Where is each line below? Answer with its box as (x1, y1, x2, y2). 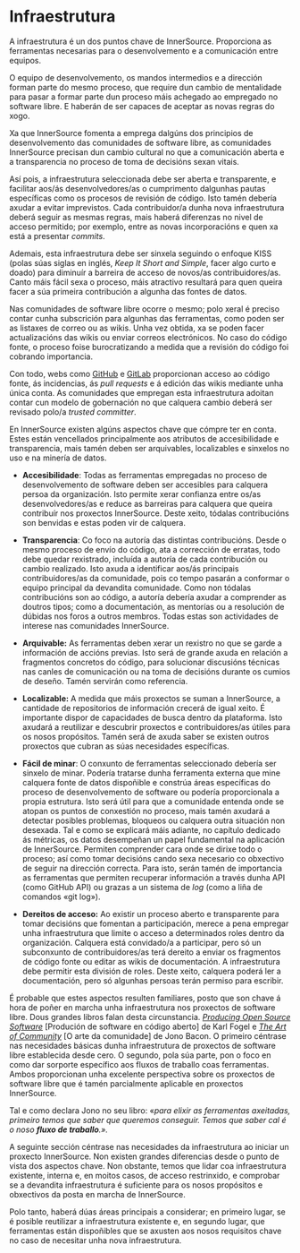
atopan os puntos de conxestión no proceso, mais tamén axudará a (21, 805, 271, 816)
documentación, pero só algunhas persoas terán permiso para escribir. (21, 974, 284, 986)
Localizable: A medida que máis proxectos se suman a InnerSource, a (21, 692, 281, 704)
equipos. (9, 55, 42, 65)
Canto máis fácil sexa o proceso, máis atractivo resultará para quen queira (9, 276, 283, 288)
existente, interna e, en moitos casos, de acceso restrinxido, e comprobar (9, 1170, 280, 1180)
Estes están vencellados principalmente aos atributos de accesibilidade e (9, 433, 279, 444)
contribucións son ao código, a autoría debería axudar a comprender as (21, 591, 287, 602)
